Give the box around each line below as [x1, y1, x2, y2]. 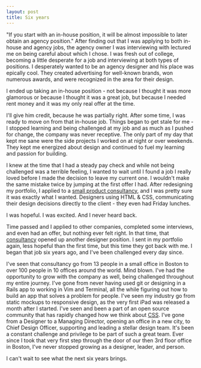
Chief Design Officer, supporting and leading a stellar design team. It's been [6, 324, 194, 331]
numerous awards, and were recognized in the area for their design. [6, 76, 175, 83]
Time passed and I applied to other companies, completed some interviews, [6, 223, 194, 230]
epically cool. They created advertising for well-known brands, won [6, 69, 173, 76]
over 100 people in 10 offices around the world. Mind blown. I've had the [6, 267, 185, 274]
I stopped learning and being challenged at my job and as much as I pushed [6, 124, 194, 131]
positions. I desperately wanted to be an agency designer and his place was [6, 62, 194, 70]
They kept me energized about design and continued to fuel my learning [6, 143, 185, 151]
